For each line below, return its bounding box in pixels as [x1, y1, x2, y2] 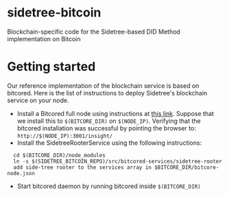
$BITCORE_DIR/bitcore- [154, 163, 219, 171]
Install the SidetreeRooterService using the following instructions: [16, 139, 202, 147]
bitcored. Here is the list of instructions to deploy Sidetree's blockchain [7, 89, 208, 97]
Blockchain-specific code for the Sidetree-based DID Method [7, 27, 180, 36]
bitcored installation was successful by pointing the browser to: [16, 124, 197, 132]
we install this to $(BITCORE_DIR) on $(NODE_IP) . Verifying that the [16, 117, 201, 125]
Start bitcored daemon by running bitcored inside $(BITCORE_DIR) [16, 182, 201, 190]
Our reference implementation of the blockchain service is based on [7, 81, 200, 90]
